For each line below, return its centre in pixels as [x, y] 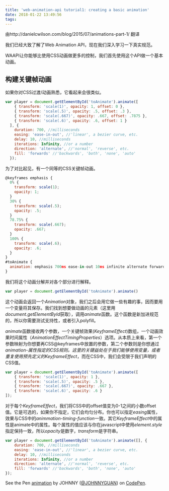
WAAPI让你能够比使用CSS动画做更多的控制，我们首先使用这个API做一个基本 [84, 55]
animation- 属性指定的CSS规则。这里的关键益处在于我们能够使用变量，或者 [83, 350]
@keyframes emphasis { [29, 178]
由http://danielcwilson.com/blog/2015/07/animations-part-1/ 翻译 [72, 34]
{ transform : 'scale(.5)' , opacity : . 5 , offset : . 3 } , [73, 111]
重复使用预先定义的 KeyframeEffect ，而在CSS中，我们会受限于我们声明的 [81, 356]
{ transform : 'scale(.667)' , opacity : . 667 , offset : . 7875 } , [81, 116]
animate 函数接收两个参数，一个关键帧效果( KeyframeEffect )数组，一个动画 [82, 331]
